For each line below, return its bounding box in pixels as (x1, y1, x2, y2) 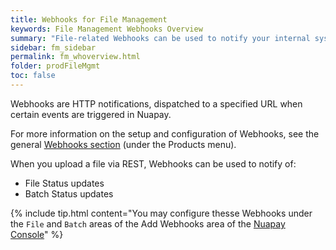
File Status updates (24, 177, 105, 189)
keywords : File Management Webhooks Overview (10, 24, 203, 34)
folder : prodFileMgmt (10, 61, 101, 71)
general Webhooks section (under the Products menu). (10, 138, 237, 150)
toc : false (10, 71, 56, 81)
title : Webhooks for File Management (10, 14, 168, 25)
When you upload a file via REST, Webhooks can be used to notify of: (10, 157, 297, 170)
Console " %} (10, 228, 64, 240)
